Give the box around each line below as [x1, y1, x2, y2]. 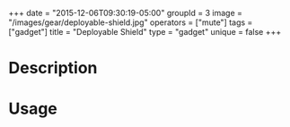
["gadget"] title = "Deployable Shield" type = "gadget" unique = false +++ [8, 27, 282, 37]
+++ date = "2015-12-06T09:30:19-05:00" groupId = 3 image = [8, 8, 243, 18]
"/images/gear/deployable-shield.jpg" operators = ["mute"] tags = [8, 17, 253, 28]
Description [8, 58, 98, 79]
